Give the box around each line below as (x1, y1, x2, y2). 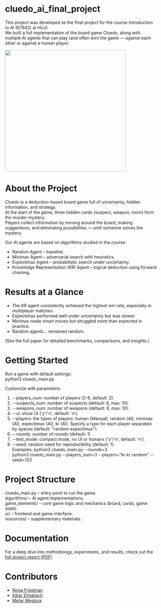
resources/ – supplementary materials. (5, 516, 82, 521)
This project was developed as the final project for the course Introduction (5, 19, 153, 25)
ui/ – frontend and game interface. (5, 510, 73, 516)
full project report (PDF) (5, 554, 52, 560)
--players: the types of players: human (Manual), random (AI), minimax (12, 416, 153, 421)
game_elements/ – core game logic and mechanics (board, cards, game (5, 500, 148, 506)
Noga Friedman (12, 587, 43, 593)
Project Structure (5, 474, 76, 485)
